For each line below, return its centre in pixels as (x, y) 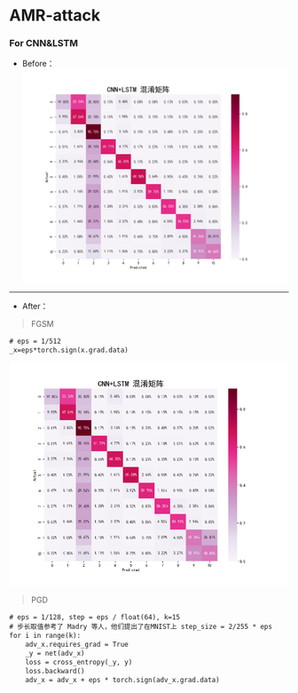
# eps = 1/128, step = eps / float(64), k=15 (94, 617)
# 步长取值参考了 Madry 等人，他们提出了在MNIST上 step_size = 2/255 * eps (141, 626)
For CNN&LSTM (43, 44)
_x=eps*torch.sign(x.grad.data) (69, 350)
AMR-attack (55, 16)
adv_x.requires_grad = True (77, 644)
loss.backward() (55, 671)
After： (35, 306)
